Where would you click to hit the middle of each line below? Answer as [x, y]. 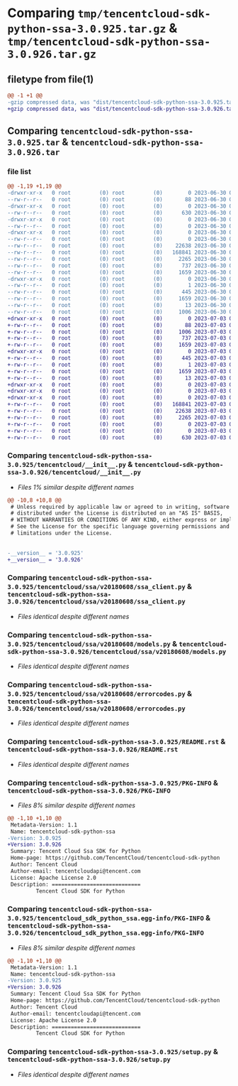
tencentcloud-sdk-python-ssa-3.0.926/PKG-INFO [89, 791]
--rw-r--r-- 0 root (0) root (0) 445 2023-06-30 [117, 292]
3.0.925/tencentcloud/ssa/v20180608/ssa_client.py [96, 587]
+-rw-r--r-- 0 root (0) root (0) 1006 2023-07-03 [117, 332]
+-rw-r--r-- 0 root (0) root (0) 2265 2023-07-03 [117, 417]
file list [19, 171]
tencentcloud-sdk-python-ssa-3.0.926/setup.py [89, 1060]
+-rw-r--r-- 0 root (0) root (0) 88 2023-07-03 [117, 325]
